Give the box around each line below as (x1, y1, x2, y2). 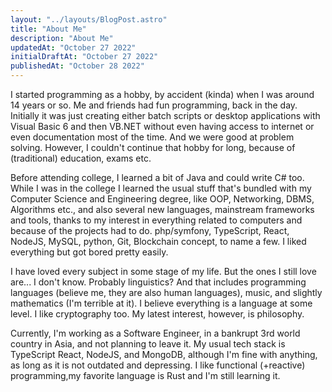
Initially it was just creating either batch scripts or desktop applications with (10, 110, 321, 121)
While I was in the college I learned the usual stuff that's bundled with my (10, 182, 312, 194)
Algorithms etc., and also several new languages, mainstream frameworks (10, 204, 315, 215)
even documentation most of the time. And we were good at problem (10, 131, 295, 143)
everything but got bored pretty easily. (10, 246, 169, 258)
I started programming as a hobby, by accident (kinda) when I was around (10, 89, 315, 100)
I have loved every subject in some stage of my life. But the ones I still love (10, 266, 317, 277)
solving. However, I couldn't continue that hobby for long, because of (10, 142, 296, 153)
